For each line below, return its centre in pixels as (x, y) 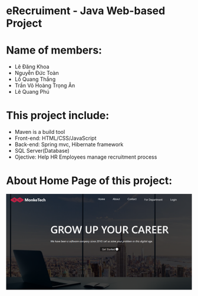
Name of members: (54, 50)
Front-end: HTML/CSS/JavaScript (55, 138)
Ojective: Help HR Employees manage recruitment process (86, 157)
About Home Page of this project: (89, 181)
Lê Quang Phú (32, 92)
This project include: (58, 116)
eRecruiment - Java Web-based (86, 11)
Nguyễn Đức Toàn (37, 73)
